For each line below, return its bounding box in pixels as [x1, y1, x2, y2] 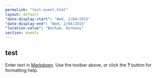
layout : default [5, 12, 39, 17]
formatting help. [5, 67, 38, 73]
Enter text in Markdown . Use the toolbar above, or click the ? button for [5, 62, 151, 68]
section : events [5, 30, 39, 35]
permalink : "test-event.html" [5, 7, 68, 12]
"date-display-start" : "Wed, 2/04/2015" [5, 16, 91, 21]
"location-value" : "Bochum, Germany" [5, 26, 84, 31]
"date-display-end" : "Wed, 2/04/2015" [5, 21, 86, 26]
